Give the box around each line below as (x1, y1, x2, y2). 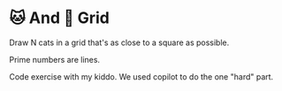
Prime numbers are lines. (9, 54, 100, 64)
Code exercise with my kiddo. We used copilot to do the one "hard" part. (9, 71, 274, 82)
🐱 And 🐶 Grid (9, 8, 111, 28)
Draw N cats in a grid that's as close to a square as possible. (9, 37, 230, 48)
